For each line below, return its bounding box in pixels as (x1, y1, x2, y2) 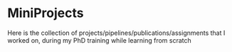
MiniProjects (7, 5, 84, 21)
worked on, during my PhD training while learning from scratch (7, 36, 192, 44)
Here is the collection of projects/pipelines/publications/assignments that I (7, 28, 226, 37)
